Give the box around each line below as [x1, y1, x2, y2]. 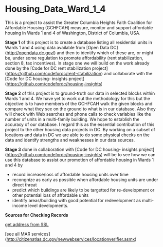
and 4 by [5, 162, 23, 168]
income [12, 203, 28, 208]
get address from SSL [5, 221, 49, 227]
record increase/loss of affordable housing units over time [12, 171, 129, 177]
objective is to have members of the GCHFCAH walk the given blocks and [5, 101, 153, 106]
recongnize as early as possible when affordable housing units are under [12, 177, 159, 183]
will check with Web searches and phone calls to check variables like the [5, 111, 151, 117]
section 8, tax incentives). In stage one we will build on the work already [5, 60, 150, 66]
